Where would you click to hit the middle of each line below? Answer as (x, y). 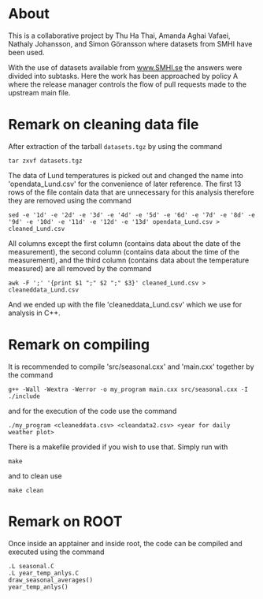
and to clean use (35, 476)
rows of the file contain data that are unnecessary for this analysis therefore (131, 192)
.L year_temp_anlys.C (44, 573)
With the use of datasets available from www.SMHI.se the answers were (125, 67)
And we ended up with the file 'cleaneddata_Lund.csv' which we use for (125, 304)
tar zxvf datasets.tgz (45, 161)
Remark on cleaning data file (104, 125)
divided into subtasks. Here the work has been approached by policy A (123, 76)
